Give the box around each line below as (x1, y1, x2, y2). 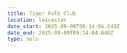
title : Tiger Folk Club (7, 10, 77, 17)
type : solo (7, 36, 39, 43)
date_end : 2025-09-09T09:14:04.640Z (7, 29, 114, 36)
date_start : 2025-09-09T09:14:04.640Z (7, 23, 120, 30)
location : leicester (7, 17, 68, 23)
